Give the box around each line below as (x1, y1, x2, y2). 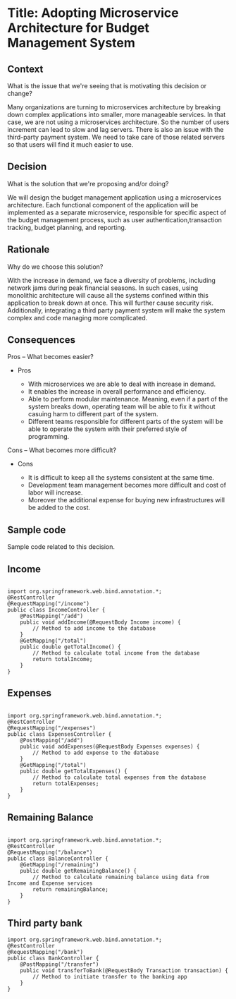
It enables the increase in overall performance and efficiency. (27, 387, 206, 396)
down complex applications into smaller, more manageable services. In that (7, 111, 226, 119)
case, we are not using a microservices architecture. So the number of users (7, 118, 230, 126)
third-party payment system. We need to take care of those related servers (7, 133, 225, 141)
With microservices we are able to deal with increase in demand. (27, 380, 216, 389)
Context (7, 63, 44, 75)
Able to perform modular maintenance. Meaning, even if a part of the (27, 395, 228, 404)
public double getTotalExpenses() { (20, 768, 128, 775)
